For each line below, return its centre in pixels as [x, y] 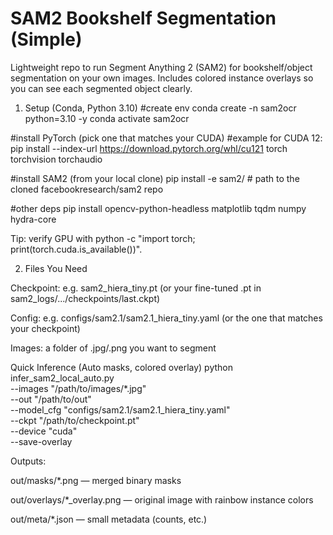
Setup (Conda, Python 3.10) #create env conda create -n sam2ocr [160, 108]
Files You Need [56, 268]
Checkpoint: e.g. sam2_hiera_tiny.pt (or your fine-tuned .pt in [136, 288]
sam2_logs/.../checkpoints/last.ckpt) [85, 298]
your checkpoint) [45, 328]
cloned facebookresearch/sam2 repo [87, 189]
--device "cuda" [44, 431]
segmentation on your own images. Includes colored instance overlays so [162, 78]
